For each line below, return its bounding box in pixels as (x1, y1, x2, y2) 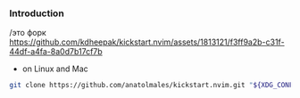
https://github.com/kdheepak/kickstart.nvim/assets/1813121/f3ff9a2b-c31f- (9, 37, 285, 47)
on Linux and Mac (21, 63, 88, 74)
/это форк (9, 28, 46, 38)
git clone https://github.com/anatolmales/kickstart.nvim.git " (9, 81, 254, 90)
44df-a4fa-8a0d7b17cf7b (9, 46, 103, 57)
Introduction (9, 7, 64, 20)
